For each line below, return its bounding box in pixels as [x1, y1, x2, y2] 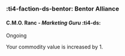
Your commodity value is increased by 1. [6, 43, 103, 51]
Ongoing [6, 32, 27, 39]
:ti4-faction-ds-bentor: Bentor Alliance [6, 5, 120, 13]
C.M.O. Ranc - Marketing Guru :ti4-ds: [6, 19, 101, 26]
